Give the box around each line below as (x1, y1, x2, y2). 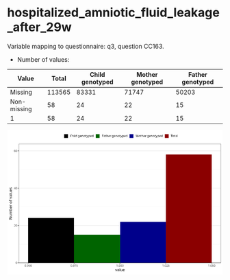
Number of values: (16, 55, 70, 63)
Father (188, 71, 207, 79)
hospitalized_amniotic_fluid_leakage (7, 5, 220, 21)
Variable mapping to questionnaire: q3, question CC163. (7, 42, 164, 50)
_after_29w (7, 19, 72, 35)
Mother (136, 71, 158, 79)
